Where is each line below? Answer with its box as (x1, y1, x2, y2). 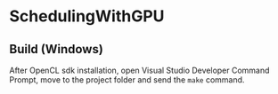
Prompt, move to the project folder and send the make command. (9, 74, 245, 85)
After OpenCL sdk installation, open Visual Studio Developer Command (9, 65, 270, 75)
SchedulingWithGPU (9, 6, 165, 27)
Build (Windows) (9, 42, 104, 57)
